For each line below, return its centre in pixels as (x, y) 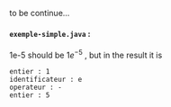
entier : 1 (30, 71)
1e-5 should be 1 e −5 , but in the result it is (86, 54)
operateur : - (36, 87)
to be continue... (40, 13)
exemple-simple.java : (50, 33)
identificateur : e (46, 79)
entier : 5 (30, 95)
